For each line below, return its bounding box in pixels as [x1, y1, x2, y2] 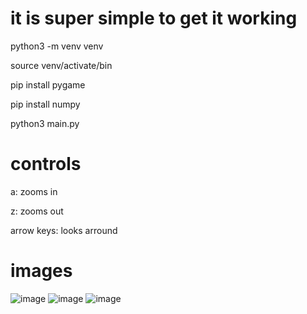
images [10, 260, 73, 282]
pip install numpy [10, 98, 81, 110]
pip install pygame [10, 78, 86, 91]
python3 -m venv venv [10, 40, 104, 52]
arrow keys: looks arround [10, 224, 118, 236]
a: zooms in [10, 185, 58, 197]
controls [10, 153, 82, 176]
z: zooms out [10, 205, 64, 217]
